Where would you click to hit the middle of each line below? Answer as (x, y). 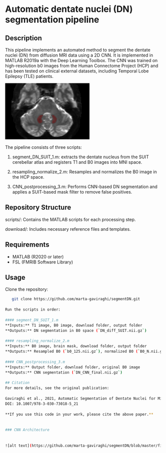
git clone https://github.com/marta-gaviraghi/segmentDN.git (76, 299)
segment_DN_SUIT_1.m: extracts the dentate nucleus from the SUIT (81, 157)
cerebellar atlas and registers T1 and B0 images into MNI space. (77, 162)
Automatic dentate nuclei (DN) (69, 9)
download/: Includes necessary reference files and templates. (68, 229)
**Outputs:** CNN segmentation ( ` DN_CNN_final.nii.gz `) (64, 372)
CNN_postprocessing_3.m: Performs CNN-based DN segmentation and (85, 187)
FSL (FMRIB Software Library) (42, 262)
